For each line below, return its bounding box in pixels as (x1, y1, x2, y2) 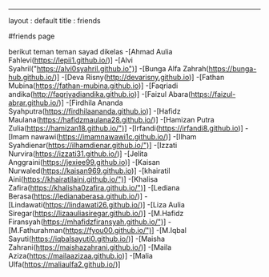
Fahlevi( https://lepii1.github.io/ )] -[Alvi (8, 55, 134, 65)
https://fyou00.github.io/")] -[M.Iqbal (65, 226, 187, 235)
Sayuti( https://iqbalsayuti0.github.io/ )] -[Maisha (8, 234, 166, 243)
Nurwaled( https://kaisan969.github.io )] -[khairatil (8, 166, 171, 175)
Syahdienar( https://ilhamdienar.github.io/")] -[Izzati (8, 141, 178, 150)
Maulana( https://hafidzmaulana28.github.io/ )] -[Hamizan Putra (8, 115, 215, 124)
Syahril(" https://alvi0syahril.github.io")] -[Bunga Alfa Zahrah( (8, 64, 210, 73)
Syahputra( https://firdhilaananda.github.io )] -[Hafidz (8, 106, 182, 116)
